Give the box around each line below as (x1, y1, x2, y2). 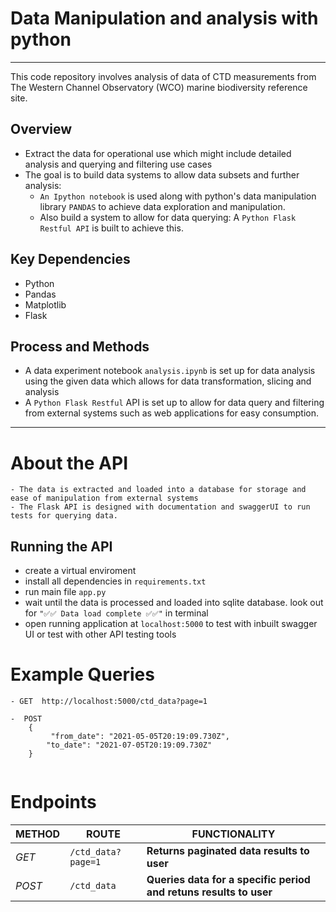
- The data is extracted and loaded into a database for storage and (10, 485, 307, 495)
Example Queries (10, 663, 155, 686)
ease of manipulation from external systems (10, 493, 199, 504)
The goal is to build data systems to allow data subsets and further (24, 168, 300, 181)
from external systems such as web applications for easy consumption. (24, 407, 320, 419)
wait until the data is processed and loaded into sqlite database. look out (24, 597, 324, 609)
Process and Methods (10, 338, 150, 355)
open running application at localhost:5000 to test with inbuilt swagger (24, 618, 318, 630)
